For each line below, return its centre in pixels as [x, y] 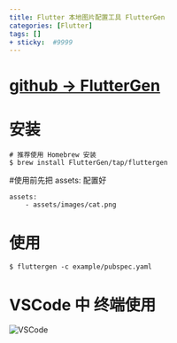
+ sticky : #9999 [41, 42]
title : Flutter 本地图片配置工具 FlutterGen [87, 17]
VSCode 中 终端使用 [83, 304]
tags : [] [25, 34]
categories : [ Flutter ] [51, 26]
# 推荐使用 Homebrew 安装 [53, 155]
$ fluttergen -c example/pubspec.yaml [81, 267]
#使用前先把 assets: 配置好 [58, 180]
